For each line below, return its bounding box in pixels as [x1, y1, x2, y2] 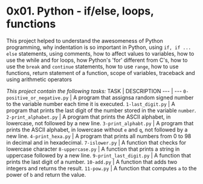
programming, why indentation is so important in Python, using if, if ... [6, 44, 192, 51]
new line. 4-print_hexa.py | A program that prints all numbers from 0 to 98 [6, 132, 192, 140]
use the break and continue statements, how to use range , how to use [6, 62, 179, 70]
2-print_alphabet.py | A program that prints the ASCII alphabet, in [6, 113, 171, 120]
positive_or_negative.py [6, 95, 69, 101]
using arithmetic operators [6, 76, 72, 83]
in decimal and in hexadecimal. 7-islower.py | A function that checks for [6, 139, 187, 146]
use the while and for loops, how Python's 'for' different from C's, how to [6, 56, 188, 64]
